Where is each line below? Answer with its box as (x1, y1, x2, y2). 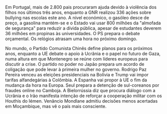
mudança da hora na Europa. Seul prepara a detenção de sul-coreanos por (5, 82, 160, 88)
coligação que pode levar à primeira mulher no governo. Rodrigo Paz (5, 66, 147, 72)
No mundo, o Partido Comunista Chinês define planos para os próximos (5, 46, 153, 51)
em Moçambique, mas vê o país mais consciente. (5, 104, 107, 109)
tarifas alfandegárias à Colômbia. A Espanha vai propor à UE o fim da (5, 77, 147, 83)
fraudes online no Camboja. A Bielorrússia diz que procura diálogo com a (5, 88, 156, 93)
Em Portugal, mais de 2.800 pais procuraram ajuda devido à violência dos (5, 4, 157, 10)
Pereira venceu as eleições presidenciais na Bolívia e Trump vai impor (5, 72, 149, 77)
